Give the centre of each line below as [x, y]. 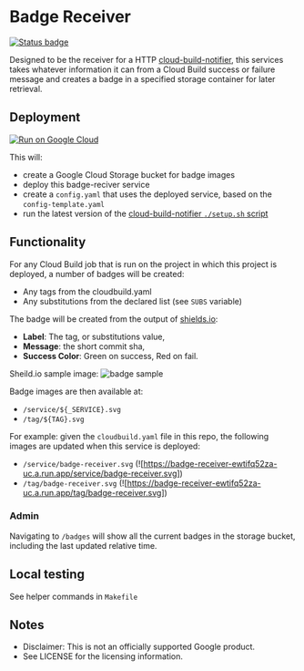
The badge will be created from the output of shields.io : [114, 319]
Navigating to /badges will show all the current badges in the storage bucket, [152, 536]
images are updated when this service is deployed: [105, 446]
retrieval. [26, 88]
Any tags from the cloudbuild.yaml [87, 291]
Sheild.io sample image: [54, 373]
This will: [26, 157]
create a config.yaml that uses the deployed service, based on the [147, 194]
